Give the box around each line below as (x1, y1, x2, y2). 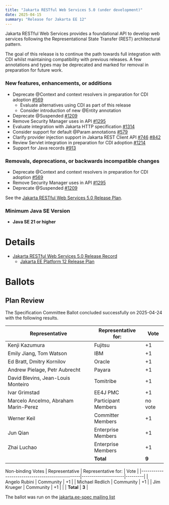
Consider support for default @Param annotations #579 (12, 129, 128, 135)
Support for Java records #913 (12, 145, 76, 151)
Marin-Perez (8, 404, 39, 411)
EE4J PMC (94, 389, 120, 396)
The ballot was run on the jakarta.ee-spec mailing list (5, 494, 116, 500)
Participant (94, 397, 120, 404)
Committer (94, 412, 119, 419)
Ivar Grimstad (8, 389, 40, 396)
